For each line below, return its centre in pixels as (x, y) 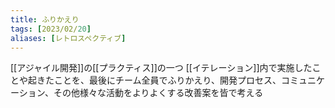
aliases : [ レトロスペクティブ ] (68, 38)
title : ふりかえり (45, 19)
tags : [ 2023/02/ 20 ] (51, 29)
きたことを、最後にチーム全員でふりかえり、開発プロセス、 (159, 80)
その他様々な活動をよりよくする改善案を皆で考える (158, 93)
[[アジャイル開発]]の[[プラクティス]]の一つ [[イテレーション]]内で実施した (161, 68)
